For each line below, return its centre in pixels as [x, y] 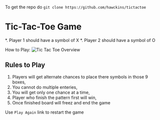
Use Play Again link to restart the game [44, 112]
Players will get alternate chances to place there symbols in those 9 [80, 77]
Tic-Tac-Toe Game [43, 27]
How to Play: [18, 50]
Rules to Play [25, 65]
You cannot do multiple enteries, [45, 87]
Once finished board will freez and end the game [61, 102]
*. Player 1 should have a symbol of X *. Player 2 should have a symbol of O [80, 40]
